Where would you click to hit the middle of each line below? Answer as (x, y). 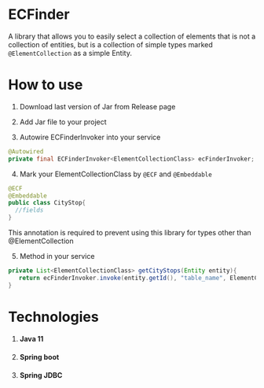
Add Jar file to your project (63, 122)
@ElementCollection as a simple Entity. (70, 53)
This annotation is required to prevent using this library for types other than (130, 233)
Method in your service (57, 256)
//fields (29, 210)
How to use (46, 85)
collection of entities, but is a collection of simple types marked (111, 44)
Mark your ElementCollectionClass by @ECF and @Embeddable (115, 174)
